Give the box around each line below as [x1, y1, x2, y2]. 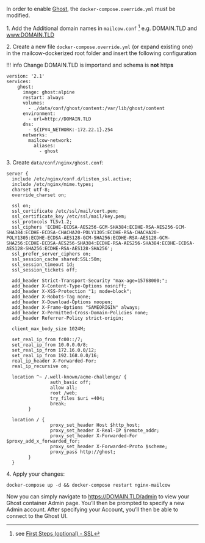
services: [6, 78, 32, 84]
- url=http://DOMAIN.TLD [28, 116, 92, 122]
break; [49, 401, 67, 407]
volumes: [22, 100, 45, 106]
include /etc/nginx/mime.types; [12, 181, 95, 187]
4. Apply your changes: [6, 470, 65, 478]
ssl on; [12, 202, 32, 209]
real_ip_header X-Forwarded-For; [12, 358, 97, 364]
